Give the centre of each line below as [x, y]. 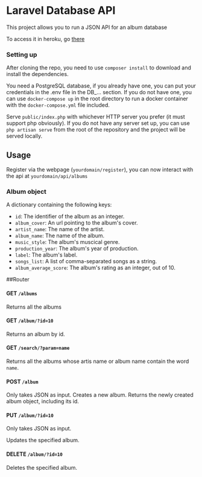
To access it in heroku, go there [46, 39]
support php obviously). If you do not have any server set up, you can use [98, 123]
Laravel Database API [61, 11]
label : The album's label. [46, 255]
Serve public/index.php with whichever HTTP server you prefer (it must [96, 117]
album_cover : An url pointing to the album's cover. [76, 223]
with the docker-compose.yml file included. [58, 105]
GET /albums [22, 293]
